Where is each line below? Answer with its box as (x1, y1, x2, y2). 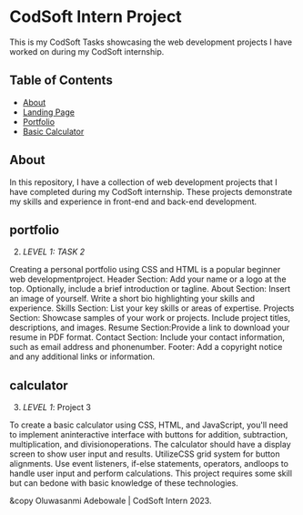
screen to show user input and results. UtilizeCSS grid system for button (9, 448, 280, 459)
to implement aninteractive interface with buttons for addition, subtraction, (9, 429, 288, 440)
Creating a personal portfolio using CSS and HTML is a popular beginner (9, 264, 281, 275)
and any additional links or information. (9, 351, 156, 362)
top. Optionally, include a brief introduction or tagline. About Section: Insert (9, 283, 291, 294)
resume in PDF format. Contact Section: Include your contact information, (9, 332, 285, 343)
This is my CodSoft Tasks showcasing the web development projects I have (9, 36, 293, 47)
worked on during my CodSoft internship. (9, 46, 165, 57)
